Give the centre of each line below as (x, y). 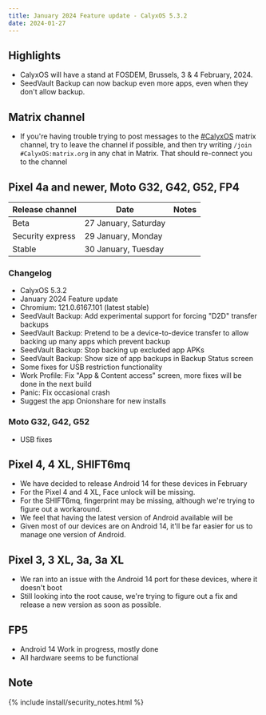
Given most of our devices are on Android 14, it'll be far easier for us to (136, 526)
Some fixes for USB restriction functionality (91, 367)
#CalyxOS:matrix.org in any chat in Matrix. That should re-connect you (136, 154)
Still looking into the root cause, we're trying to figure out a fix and (129, 597)
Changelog (30, 273)
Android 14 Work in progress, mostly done (89, 649)
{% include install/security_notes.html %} (76, 702)
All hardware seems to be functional (79, 657)
